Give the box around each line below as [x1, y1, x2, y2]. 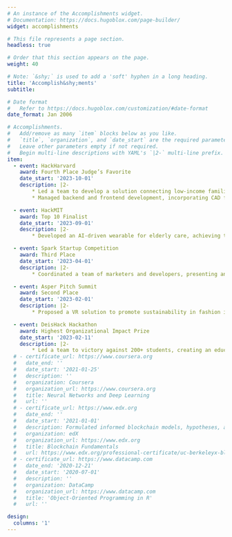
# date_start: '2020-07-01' [13, 469, 100, 476]
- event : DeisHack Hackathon [13, 321, 97, 328]
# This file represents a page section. [7, 35, 126, 42]
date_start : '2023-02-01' [19, 296, 95, 303]
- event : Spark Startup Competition [13, 245, 119, 252]
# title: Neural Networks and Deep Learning [13, 391, 150, 399]
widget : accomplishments [7, 23, 79, 30]
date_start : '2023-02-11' [19, 334, 95, 341]
